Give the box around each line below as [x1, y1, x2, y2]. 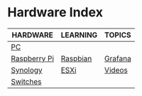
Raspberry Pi [11, 53, 55, 63]
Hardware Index [7, 4, 103, 21]
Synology [11, 65, 43, 75]
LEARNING [60, 30, 98, 40]
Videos [104, 65, 128, 75]
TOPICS [104, 30, 131, 40]
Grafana [104, 53, 131, 63]
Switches [11, 76, 42, 86]
